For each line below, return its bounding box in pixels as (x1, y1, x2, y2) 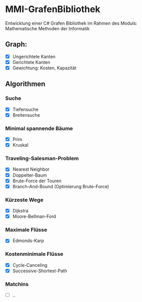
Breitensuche (12, 112, 40, 118)
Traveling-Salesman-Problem (5, 155, 79, 162)
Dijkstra (12, 208, 29, 214)
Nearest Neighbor (12, 166, 50, 172)
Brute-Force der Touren (12, 178, 62, 184)
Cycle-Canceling (12, 262, 48, 268)
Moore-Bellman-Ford (12, 213, 56, 219)
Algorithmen (5, 80, 46, 89)
